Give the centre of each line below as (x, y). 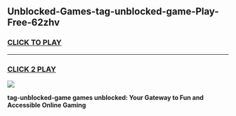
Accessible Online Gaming (47, 105)
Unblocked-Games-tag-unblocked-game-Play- (113, 12)
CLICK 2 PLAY (32, 69)
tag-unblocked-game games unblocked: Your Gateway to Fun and (105, 97)
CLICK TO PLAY (34, 43)
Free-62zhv (33, 23)
